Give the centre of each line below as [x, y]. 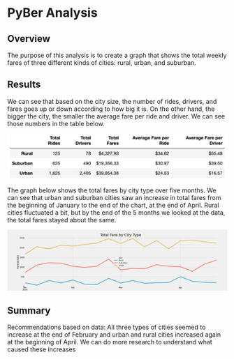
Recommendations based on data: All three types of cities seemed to [107, 327]
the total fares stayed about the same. [62, 220]
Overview [29, 39]
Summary [29, 311]
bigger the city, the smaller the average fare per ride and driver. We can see [116, 116]
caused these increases [42, 349]
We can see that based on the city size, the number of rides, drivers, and [112, 101]
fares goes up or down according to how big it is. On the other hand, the [111, 109]
